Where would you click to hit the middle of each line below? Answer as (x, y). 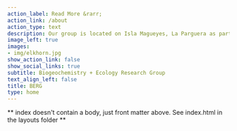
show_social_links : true (44, 66)
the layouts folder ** (37, 120)
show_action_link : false (44, 60)
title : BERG (25, 86)
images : (19, 46)
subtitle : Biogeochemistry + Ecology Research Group (86, 73)
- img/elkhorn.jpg (34, 54)
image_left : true (33, 40)
